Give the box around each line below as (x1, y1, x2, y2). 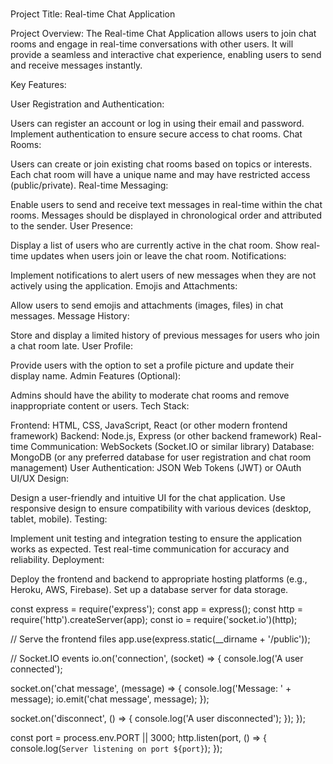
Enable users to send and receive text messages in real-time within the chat (10, 199, 323, 211)
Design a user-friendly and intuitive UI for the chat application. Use (10, 492, 286, 504)
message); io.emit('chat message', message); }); (10, 693, 210, 705)
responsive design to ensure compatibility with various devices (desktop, (10, 503, 312, 515)
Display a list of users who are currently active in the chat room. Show (10, 239, 299, 252)
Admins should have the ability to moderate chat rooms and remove (10, 389, 290, 402)
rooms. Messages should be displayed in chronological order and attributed (10, 209, 323, 222)
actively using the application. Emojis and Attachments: (10, 280, 238, 292)
